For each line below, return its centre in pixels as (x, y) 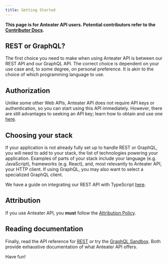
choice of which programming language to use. (55, 75)
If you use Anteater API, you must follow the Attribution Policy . (71, 213)
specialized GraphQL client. (34, 175)
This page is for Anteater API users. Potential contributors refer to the (80, 25)
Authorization (28, 91)
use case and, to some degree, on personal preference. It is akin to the (79, 69)
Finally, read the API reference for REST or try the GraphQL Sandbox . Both (83, 241)
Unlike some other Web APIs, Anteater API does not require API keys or (80, 103)
